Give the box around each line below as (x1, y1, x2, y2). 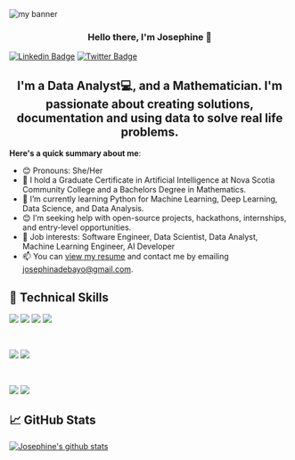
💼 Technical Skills (9, 290, 110, 305)
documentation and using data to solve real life (16, 111, 283, 126)
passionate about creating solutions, (45, 96, 254, 111)
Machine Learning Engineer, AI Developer (21, 241, 176, 252)
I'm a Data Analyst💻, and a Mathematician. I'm (17, 78, 283, 93)
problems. (120, 124, 179, 139)
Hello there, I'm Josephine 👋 (87, 30, 212, 43)
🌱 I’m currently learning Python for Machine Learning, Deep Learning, (21, 193, 278, 204)
